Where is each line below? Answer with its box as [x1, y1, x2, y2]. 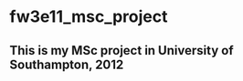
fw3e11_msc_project [9, 6, 168, 27]
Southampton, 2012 [9, 56, 124, 72]
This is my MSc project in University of [9, 43, 234, 58]
